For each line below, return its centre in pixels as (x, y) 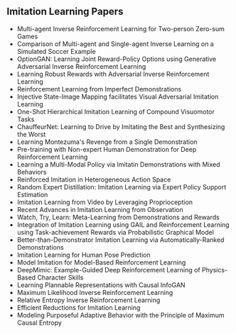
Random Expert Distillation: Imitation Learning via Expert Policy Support (122, 187)
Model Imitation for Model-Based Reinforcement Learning (101, 262)
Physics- (215, 269)
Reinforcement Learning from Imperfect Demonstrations (99, 89)
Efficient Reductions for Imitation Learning (79, 307)
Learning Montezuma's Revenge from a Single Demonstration (107, 142)
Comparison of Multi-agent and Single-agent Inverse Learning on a (115, 44)
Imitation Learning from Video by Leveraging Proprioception (105, 202)
